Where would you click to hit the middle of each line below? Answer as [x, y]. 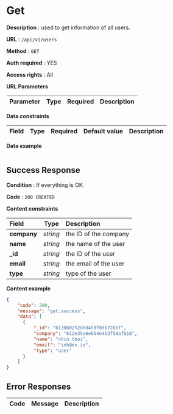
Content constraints [32, 208]
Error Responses [39, 386]
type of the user [88, 273]
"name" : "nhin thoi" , [61, 339]
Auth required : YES [32, 63]
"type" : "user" [52, 351]
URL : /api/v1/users [32, 39]
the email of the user [95, 264]
